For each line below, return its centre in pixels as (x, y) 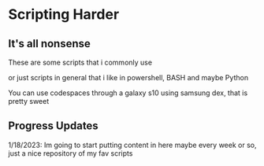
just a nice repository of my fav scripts (71, 153)
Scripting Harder (64, 15)
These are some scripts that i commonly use (80, 62)
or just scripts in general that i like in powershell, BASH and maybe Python (128, 77)
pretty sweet (29, 101)
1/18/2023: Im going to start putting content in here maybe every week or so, (132, 145)
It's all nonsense (49, 44)
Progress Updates (53, 126)
